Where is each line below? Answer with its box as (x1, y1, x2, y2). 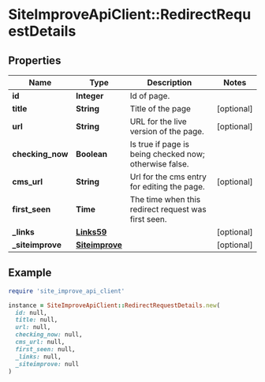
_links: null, (15, 353, 62, 361)
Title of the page (129, 103, 192, 114)
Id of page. (129, 91, 170, 101)
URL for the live (129, 116, 187, 127)
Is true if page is (129, 139, 190, 149)
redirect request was (129, 204, 207, 215)
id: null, (15, 309, 47, 316)
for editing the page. (129, 182, 205, 192)
